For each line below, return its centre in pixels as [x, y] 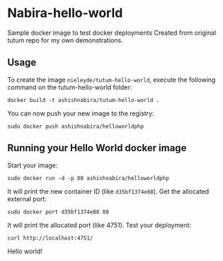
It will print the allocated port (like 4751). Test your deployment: [99, 225]
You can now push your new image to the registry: [81, 113]
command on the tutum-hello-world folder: [70, 87]
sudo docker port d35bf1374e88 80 [58, 212]
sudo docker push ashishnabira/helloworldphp [75, 126]
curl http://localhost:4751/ [50, 238]
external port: [27, 199]
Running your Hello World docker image [97, 148]
